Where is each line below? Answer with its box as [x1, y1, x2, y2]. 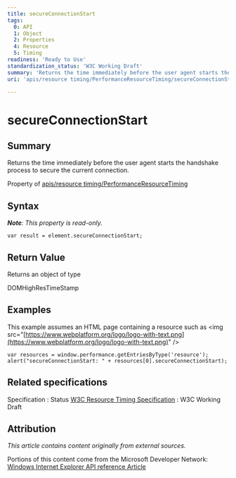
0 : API [13, 23, 33, 30]
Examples [7, 304, 51, 316]
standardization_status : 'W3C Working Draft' [7, 63, 143, 70]
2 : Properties [13, 37, 55, 44]
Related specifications [7, 377, 107, 389]
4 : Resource [13, 43, 49, 50]
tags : [7, 17, 23, 24]
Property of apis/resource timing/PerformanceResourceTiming [7, 180, 188, 188]
